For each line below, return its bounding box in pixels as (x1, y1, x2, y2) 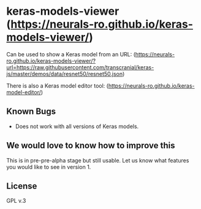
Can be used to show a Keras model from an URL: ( (6, 50, 136, 58)
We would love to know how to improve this (6, 140, 175, 151)
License (6, 181, 37, 191)
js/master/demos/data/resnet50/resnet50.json (6, 70, 123, 77)
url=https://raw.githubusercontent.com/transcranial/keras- (6, 63, 154, 71)
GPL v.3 (6, 197, 26, 205)
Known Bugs (6, 106, 56, 117)
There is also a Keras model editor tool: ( (6, 82, 109, 89)
